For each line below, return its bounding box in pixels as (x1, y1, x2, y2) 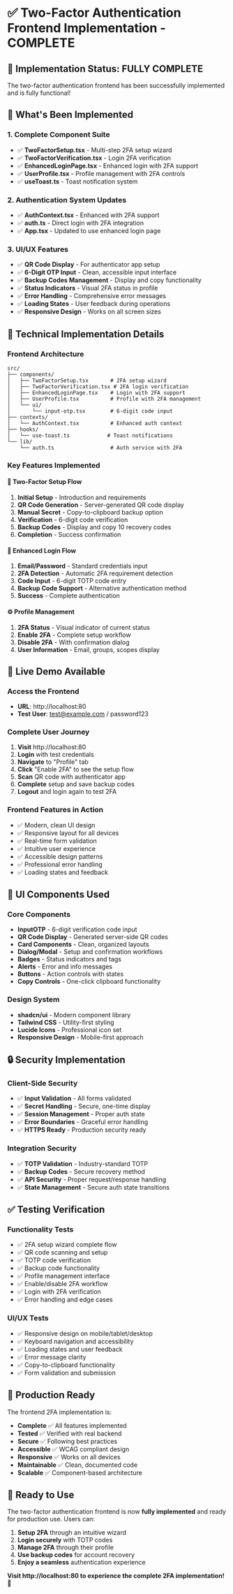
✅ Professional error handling (17, 860, 103, 869)
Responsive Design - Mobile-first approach (17, 1033, 144, 1041)
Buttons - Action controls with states (17, 970, 124, 978)
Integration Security (7, 1144, 77, 1153)
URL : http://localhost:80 (17, 702, 87, 711)
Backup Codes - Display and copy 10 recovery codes (17, 523, 172, 531)
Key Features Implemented (7, 460, 100, 470)
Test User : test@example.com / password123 (17, 710, 149, 718)
